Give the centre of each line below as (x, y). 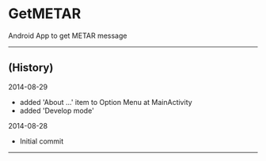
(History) (31, 68)
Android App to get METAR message (68, 36)
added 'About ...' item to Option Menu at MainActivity (106, 102)
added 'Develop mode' (57, 110)
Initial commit (42, 141)
